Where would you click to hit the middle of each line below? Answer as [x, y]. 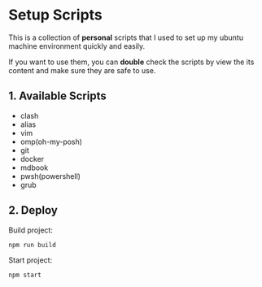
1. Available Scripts [58, 96]
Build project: [31, 230]
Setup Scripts [56, 15]
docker [32, 159]
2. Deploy [33, 210]
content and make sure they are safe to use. [82, 70]
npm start [25, 275]
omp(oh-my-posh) [51, 141]
